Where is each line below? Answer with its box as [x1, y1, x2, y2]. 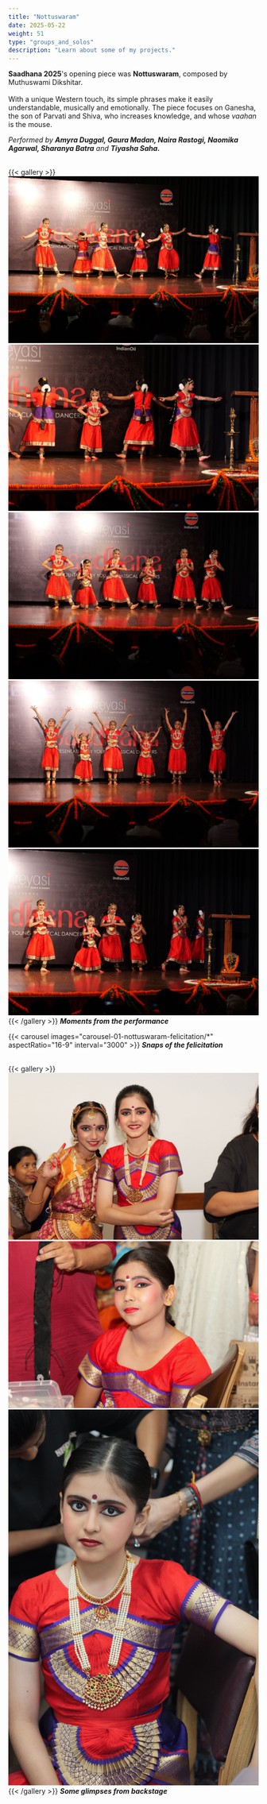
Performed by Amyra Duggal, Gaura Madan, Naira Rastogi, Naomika [8, 135, 238, 145]
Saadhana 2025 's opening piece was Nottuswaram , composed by [8, 69, 228, 79]
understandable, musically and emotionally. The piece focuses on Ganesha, [8, 103, 257, 113]
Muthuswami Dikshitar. [8, 78, 83, 87]
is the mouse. [8, 120, 53, 129]
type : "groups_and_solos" [8, 38, 94, 46]
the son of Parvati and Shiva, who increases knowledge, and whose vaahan [8, 111, 257, 121]
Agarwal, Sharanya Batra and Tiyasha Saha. [8, 144, 161, 153]
